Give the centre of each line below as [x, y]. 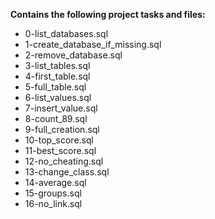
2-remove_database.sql [73, 55]
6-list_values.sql [58, 97]
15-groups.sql [53, 193]
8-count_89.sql [56, 118]
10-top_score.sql [59, 140]
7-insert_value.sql [61, 108]
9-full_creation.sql [62, 129]
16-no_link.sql [53, 203]
